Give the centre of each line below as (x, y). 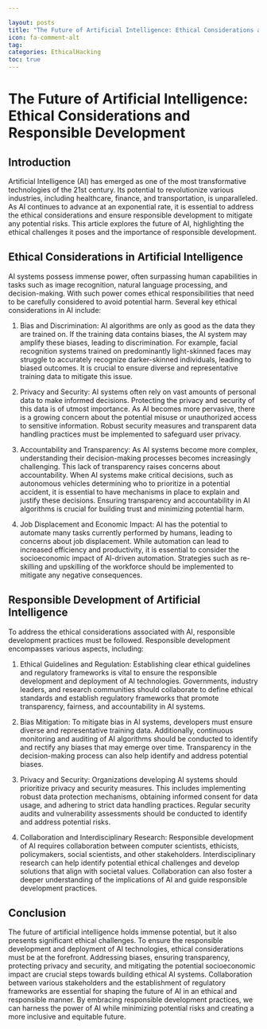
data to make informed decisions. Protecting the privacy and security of (137, 400)
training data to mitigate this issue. (76, 376)
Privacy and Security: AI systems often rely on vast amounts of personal (138, 392)
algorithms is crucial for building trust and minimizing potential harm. (132, 509)
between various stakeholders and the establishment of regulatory (117, 983)
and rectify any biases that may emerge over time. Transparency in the (135, 747)
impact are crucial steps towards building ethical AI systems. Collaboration (130, 974)
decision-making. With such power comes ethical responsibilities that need (131, 293)
